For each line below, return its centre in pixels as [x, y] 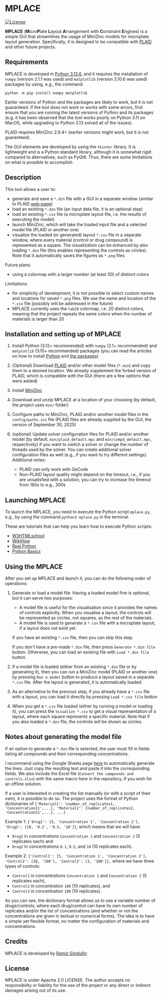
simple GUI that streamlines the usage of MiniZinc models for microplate [77, 36]
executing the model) [33, 219]
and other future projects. [31, 47]
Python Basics [26, 551]
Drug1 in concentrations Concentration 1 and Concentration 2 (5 [76, 836]
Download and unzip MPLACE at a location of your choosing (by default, [84, 400]
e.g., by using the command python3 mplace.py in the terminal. [67, 517]
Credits [16, 941]
